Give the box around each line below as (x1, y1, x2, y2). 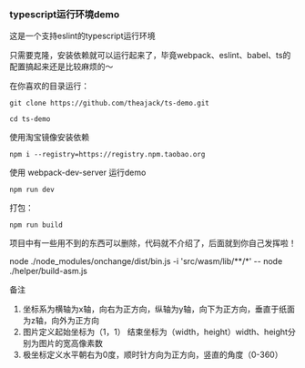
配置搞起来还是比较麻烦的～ (9, 61, 114, 72)
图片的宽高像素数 (38, 338, 103, 349)
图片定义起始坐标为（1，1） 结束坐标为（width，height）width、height (22, 326, 289, 338)
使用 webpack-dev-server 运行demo (9, 167, 147, 179)
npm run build (9, 220, 64, 230)
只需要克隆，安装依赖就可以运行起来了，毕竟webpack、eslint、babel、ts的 (9, 50, 291, 61)
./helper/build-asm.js (9, 266, 88, 277)
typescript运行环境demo (9, 7, 120, 20)
